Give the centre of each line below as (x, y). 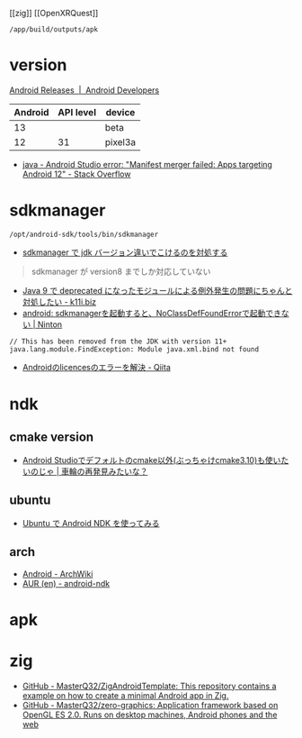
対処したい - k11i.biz (59, 302)
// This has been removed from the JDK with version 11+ (118, 342)
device (120, 112)
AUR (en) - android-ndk (66, 583)
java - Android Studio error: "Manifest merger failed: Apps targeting (147, 164)
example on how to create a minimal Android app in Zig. (125, 695)
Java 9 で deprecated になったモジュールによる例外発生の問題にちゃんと (157, 290)
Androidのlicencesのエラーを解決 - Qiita (96, 367)
